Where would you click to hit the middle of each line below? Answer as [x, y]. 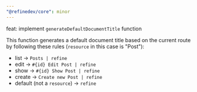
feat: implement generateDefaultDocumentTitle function [74, 28]
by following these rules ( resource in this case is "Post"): [75, 46]
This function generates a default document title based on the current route [99, 40]
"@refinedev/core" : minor [38, 12]
